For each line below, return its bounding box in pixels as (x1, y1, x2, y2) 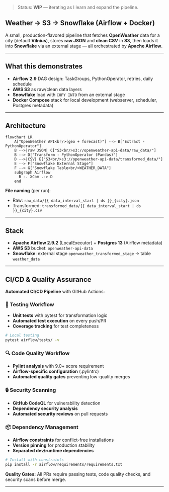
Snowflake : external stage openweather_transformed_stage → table (12, 251, 151, 257)
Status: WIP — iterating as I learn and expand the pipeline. (17, 5, 139, 10)
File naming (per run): (5, 188, 51, 194)
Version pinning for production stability (12, 442, 95, 448)
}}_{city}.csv (12, 208, 42, 213)
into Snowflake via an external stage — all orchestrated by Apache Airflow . (5, 43, 163, 49)
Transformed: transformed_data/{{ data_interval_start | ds (12, 203, 141, 209)
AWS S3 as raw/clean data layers (12, 86, 82, 92)
